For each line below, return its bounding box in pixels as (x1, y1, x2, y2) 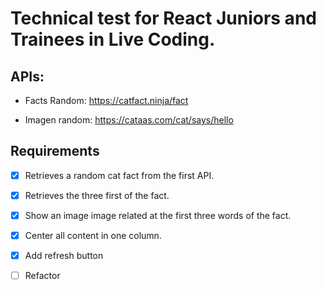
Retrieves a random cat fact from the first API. (24, 169, 215, 181)
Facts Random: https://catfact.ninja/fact (24, 95, 189, 106)
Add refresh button (24, 250, 104, 262)
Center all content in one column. (24, 230, 162, 241)
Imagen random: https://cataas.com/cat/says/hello (24, 114, 234, 126)
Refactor (24, 270, 61, 282)
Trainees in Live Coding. (10, 28, 216, 51)
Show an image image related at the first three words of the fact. (24, 209, 292, 221)
